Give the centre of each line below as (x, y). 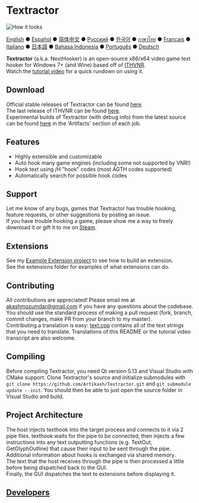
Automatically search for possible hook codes (71, 175)
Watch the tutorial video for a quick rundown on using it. (75, 71)
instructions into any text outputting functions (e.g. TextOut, (79, 442)
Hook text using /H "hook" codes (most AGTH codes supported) (93, 169)
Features (23, 142)
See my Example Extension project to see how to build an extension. (90, 260)
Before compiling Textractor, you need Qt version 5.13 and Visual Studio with (99, 371)
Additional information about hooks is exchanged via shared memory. (91, 455)
